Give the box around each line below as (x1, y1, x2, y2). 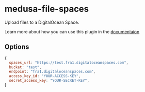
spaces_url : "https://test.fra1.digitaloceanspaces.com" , (9, 60, 129, 65)
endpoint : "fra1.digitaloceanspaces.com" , (9, 69, 96, 74)
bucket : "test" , (9, 64, 42, 70)
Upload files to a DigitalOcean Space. (4, 19, 80, 25)
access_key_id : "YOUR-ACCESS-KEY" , (9, 74, 81, 78)
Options (4, 43, 30, 51)
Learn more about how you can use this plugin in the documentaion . (4, 29, 141, 34)
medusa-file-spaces (4, 3, 89, 15)
